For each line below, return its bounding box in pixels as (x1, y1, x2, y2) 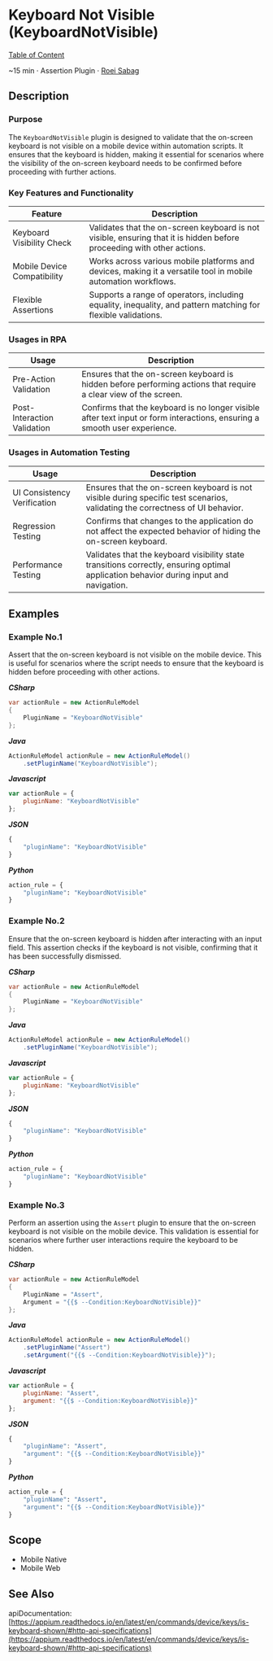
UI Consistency (12, 487, 71, 498)
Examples (8, 606, 59, 620)
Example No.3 (8, 1199, 65, 1210)
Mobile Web (19, 1563, 61, 1573)
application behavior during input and (85, 569, 229, 580)
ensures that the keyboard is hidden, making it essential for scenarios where (8, 149, 264, 160)
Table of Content (8, 50, 65, 59)
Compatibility (12, 270, 63, 282)
